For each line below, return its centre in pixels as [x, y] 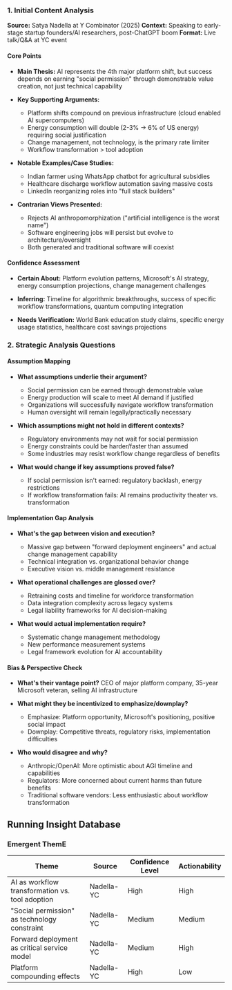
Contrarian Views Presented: [59, 204]
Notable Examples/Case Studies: [65, 163]
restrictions [43, 487]
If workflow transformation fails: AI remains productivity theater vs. [123, 495]
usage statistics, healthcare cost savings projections [92, 327]
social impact [46, 725]
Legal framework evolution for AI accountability [95, 652]
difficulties [42, 739]
